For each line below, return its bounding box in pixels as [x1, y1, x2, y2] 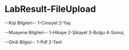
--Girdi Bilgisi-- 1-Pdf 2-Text [4, 39, 63, 45]
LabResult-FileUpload [4, 3, 96, 15]
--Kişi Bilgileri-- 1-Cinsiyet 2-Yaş [4, 20, 71, 26]
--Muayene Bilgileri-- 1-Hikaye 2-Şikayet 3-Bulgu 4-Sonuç [4, 29, 125, 35]
